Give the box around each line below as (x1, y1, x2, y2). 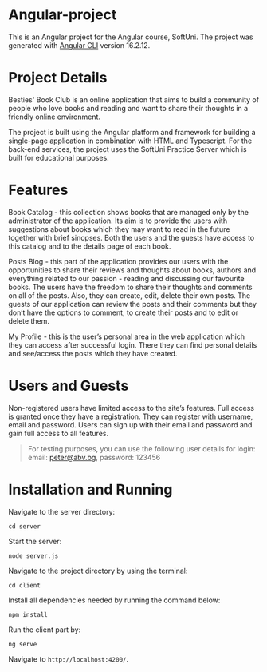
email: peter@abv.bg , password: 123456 (27, 452, 161, 462)
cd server (8, 522, 41, 531)
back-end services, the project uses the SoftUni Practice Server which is (8, 144, 247, 153)
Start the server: (8, 536, 62, 546)
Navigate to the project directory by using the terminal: (8, 566, 188, 575)
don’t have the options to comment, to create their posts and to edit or (8, 308, 239, 317)
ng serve (8, 640, 37, 648)
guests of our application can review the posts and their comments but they (8, 299, 257, 308)
